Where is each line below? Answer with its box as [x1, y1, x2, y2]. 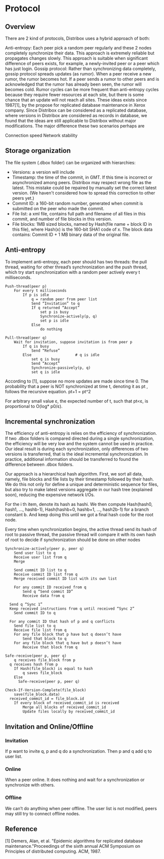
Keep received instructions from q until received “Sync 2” [9, 606, 135, 611]
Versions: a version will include [12, 169, 75, 175]
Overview [5, 23, 36, 31]
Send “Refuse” [31, 348, 60, 353]
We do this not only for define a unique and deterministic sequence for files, [5, 481, 159, 487]
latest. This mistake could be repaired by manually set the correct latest [12, 185, 157, 191]
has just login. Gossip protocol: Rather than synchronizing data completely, [5, 66, 156, 72]
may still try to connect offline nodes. [5, 811, 80, 816]
